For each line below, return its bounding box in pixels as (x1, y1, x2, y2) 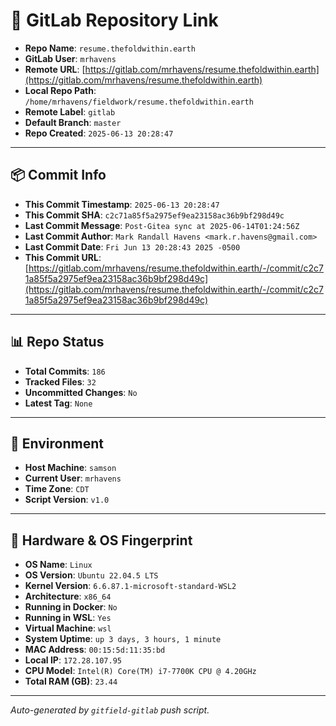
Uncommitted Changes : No (24, 386, 138, 398)
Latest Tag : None (24, 397, 93, 409)
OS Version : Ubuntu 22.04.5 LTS (24, 569, 159, 581)
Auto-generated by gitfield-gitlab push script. (10, 704, 210, 716)
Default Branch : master (24, 116, 122, 128)
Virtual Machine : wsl (24, 622, 112, 634)
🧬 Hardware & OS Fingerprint (10, 532, 193, 549)
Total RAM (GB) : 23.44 (24, 675, 118, 688)
